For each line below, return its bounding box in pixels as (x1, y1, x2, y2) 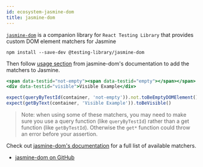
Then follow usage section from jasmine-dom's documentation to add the (6, 60, 190, 67)
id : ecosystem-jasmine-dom (6, 8, 74, 15)
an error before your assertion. (21, 131, 98, 137)
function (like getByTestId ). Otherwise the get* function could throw (21, 124, 190, 131)
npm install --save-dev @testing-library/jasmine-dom (6, 49, 145, 55)
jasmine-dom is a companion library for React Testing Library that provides (6, 31, 194, 38)
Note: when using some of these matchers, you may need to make (21, 111, 187, 118)
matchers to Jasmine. (6, 66, 60, 73)
